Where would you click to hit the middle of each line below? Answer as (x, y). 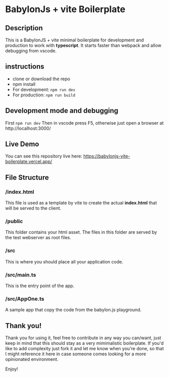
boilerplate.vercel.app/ (29, 161)
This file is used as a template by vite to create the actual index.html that (81, 203)
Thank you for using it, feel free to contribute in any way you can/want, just (83, 338)
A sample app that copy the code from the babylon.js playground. (73, 310)
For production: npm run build (44, 95)
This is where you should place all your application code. (64, 261)
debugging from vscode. (31, 51)
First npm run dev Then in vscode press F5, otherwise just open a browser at (84, 123)
